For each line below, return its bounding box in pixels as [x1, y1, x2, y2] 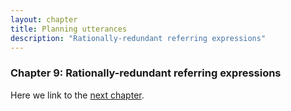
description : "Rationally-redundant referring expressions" [10, 33, 267, 43]
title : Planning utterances [10, 24, 128, 34]
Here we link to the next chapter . [10, 89, 145, 101]
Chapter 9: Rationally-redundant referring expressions [10, 66, 282, 80]
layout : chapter [10, 14, 78, 25]
